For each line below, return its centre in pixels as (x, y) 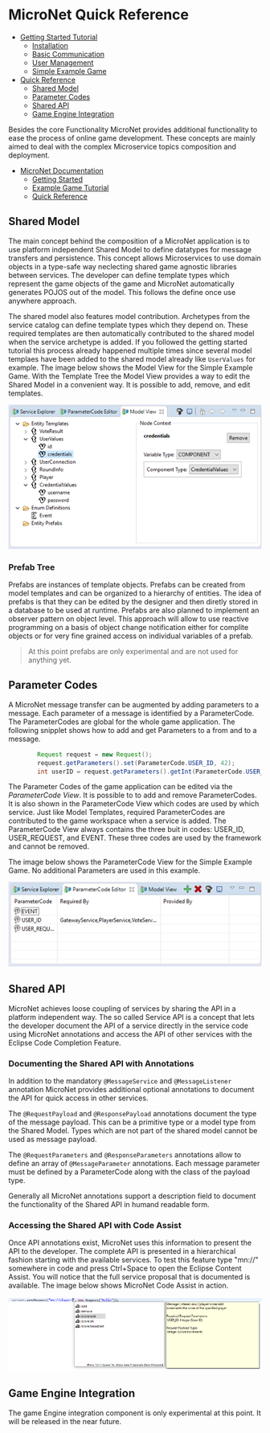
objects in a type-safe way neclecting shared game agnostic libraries (123, 266)
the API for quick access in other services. (78, 1098)
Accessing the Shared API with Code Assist (95, 1225)
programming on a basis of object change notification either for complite (129, 628)
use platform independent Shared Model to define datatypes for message (130, 249)
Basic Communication (68, 54)
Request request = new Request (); (95, 754)
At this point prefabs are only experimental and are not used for (133, 652)
